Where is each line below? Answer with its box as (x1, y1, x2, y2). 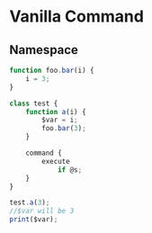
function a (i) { (25, 107, 87, 116)
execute (41, 157, 70, 166)
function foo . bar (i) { (9, 66, 94, 75)
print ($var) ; (9, 215, 58, 224)
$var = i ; (41, 115, 78, 125)
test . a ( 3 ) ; (9, 198, 50, 208)
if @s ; (57, 165, 83, 175)
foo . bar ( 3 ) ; (41, 124, 87, 133)
